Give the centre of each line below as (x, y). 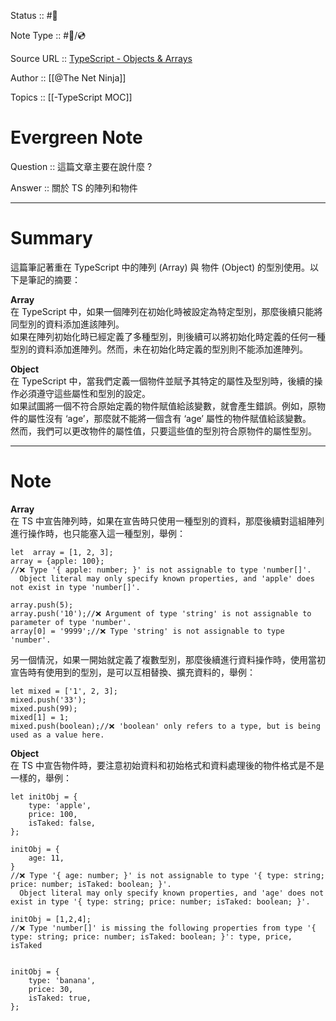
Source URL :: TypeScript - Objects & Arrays (101, 58)
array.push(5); (42, 605)
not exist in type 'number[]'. (75, 587)
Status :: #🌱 (34, 15)
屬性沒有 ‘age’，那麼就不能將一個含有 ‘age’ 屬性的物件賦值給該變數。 (169, 418)
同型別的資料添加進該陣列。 (67, 324)
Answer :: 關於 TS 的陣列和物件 (74, 187)
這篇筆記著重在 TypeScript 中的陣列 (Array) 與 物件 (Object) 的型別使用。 (160, 267)
